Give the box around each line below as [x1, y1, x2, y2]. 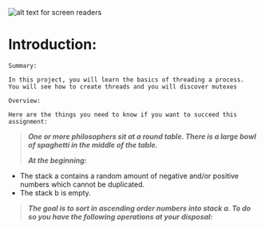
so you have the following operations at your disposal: [27, 211, 213, 221]
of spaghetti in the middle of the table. [27, 140, 158, 149]
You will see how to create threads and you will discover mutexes [8, 82, 238, 91]
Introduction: [8, 36, 97, 53]
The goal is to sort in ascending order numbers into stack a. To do [27, 203, 251, 213]
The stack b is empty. [19, 188, 92, 197]
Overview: [8, 97, 42, 105]
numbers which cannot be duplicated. [19, 180, 145, 189]
